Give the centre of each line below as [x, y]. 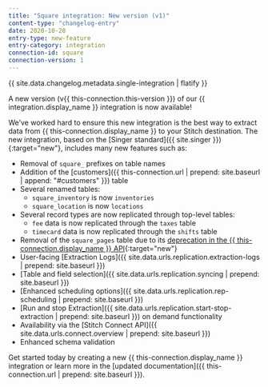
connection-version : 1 [46, 61]
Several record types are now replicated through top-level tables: [127, 214]
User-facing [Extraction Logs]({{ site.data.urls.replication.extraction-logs [140, 257]
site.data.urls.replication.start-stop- [173, 308]
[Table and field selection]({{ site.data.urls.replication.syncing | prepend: [140, 273]
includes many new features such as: [126, 148]
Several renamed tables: [60, 189]
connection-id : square [46, 53]
